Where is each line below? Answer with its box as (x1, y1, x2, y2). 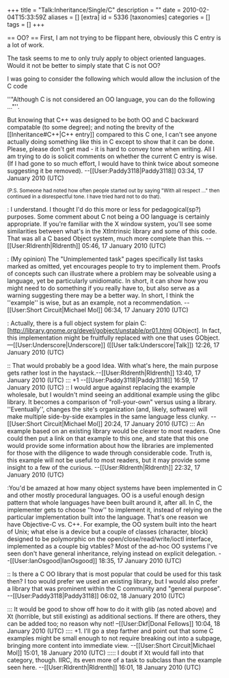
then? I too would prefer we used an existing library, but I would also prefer (7, 577, 218, 585)
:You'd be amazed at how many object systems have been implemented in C (7, 484, 222, 492)
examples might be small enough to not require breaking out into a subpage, (7, 634, 222, 642)
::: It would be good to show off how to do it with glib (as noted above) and (7, 605, 217, 613)
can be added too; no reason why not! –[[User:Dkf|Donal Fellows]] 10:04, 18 (7, 620, 221, 627)
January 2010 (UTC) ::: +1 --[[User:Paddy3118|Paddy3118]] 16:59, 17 (7, 376, 198, 384)
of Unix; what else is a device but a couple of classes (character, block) (7, 527, 208, 536)
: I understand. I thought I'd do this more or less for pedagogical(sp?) (7, 205, 202, 213)
